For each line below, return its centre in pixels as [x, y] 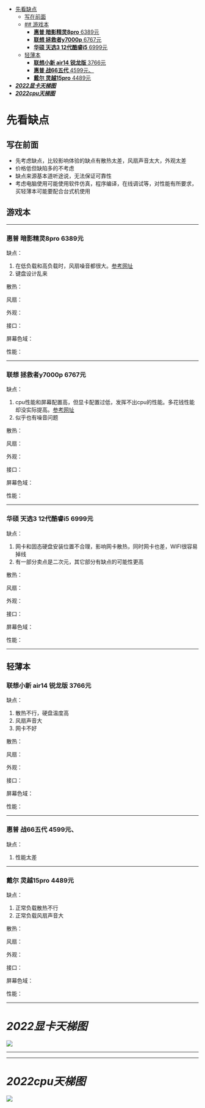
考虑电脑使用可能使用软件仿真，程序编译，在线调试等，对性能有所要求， [106, 183]
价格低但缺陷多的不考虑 [45, 168]
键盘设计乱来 [31, 274]
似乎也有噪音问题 [37, 418]
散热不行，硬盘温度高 [42, 713]
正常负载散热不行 [37, 908]
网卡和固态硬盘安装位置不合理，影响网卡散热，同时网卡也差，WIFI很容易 [106, 546]
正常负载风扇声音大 [39, 915]
